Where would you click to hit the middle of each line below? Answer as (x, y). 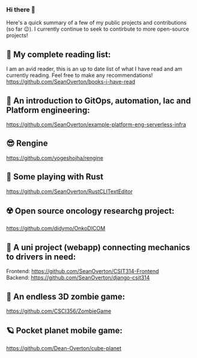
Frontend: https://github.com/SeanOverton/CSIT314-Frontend (83, 271)
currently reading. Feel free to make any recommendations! (80, 75)
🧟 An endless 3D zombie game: (65, 296)
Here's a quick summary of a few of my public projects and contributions (96, 23)
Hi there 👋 (21, 10)
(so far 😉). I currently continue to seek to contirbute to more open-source (98, 29)
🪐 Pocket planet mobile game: (65, 331)
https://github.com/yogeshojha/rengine (55, 158)
